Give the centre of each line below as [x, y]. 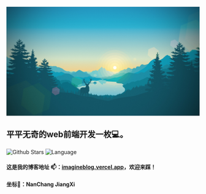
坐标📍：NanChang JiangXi [41, 184]
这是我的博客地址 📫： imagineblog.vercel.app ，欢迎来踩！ [81, 167]
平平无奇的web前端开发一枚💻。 [67, 134]
